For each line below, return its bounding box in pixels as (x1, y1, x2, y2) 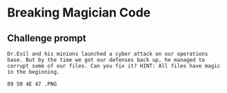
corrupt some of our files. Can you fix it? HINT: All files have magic (7, 63, 221, 70)
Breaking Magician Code (7, 5, 151, 21)
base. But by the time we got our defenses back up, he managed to (7, 56, 206, 63)
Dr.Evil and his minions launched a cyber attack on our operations (7, 50, 208, 57)
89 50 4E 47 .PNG (7, 81, 57, 87)
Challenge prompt (7, 32, 86, 44)
